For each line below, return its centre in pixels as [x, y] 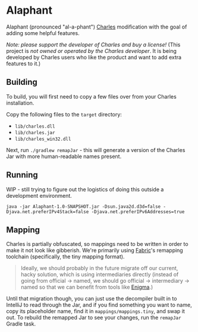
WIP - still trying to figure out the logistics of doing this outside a [85, 189]
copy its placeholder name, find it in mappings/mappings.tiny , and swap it [96, 311]
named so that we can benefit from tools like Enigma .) [87, 287]
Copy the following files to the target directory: [64, 114]
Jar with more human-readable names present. [64, 156]
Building [22, 82]
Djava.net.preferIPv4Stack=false [48, 211]
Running [22, 175]
